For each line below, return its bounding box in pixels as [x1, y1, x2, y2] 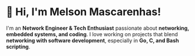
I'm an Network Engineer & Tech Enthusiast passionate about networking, [6, 24, 190, 32]
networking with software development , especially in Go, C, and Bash [6, 37, 180, 44]
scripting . [6, 43, 31, 50]
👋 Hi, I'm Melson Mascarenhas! [6, 5, 161, 19]
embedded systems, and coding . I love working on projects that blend [6, 30, 178, 37]
